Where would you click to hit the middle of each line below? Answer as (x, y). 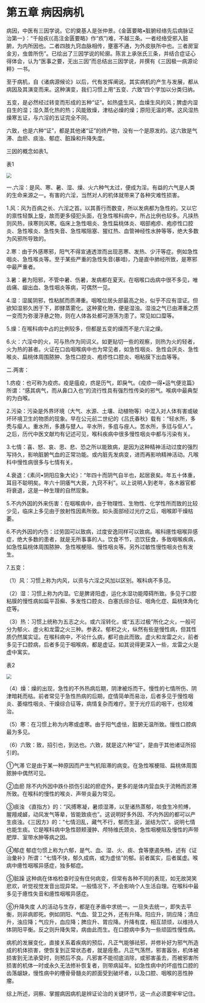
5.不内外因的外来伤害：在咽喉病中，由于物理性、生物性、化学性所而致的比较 (102, 503)
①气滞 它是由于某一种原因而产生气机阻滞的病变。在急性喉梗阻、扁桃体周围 (102, 765)
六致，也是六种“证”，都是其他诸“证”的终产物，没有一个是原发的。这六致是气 (102, 130)
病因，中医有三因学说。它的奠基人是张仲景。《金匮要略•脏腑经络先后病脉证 (100, 31)
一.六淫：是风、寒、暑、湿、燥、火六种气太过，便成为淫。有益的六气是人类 (101, 187)
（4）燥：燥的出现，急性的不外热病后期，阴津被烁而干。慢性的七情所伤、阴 (102, 688)
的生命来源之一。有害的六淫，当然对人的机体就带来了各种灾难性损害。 (95, 195)
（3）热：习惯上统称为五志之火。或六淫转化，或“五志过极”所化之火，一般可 (101, 621)
